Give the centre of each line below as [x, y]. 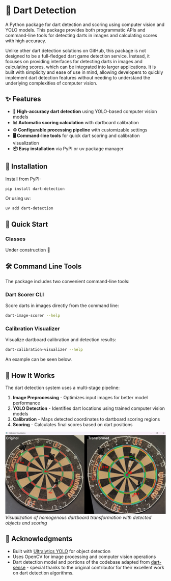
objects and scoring [26, 523]
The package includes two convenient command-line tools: [67, 281]
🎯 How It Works [30, 376]
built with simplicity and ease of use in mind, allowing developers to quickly [84, 72]
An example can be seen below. [39, 359]
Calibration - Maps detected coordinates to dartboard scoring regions [86, 419]
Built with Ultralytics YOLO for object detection [62, 551]
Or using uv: [18, 199]
